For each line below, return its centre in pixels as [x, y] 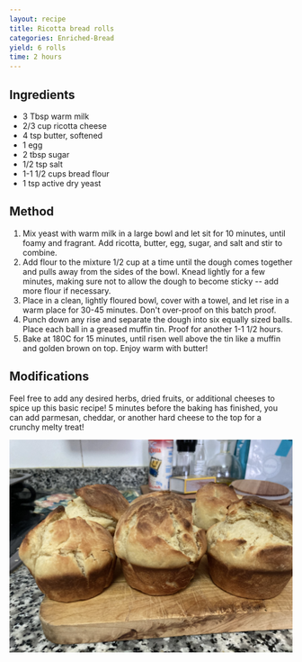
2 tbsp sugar [46, 154]
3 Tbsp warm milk [56, 116]
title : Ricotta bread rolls [62, 28]
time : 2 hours [36, 57]
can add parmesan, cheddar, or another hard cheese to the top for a [136, 417]
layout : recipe [38, 19]
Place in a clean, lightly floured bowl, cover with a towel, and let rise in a [155, 300]
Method [32, 212]
